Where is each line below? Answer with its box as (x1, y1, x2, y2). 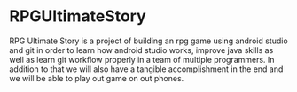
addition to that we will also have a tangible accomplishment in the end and (9, 64, 284, 74)
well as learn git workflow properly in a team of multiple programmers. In (9, 54, 275, 65)
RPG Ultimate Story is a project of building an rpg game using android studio (9, 35, 288, 46)
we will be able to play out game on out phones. (9, 73, 184, 83)
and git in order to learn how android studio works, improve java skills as (9, 44, 274, 55)
